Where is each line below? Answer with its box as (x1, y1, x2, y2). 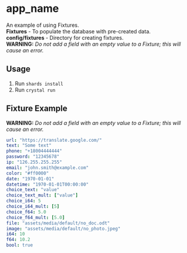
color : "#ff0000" (6, 170, 49, 176)
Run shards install (14, 80, 64, 87)
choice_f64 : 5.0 (6, 209, 46, 215)
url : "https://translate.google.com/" (6, 137, 102, 143)
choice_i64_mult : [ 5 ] (6, 204, 60, 210)
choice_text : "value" (6, 187, 60, 193)
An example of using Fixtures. (6, 21, 79, 29)
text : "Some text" (6, 142, 52, 149)
